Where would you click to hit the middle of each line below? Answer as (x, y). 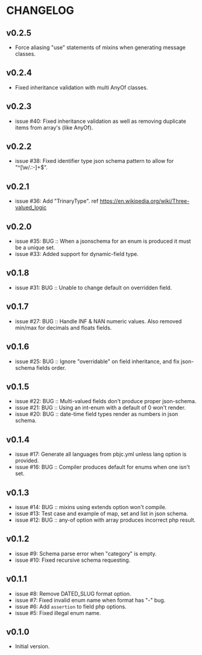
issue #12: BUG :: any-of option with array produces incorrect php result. (105, 520)
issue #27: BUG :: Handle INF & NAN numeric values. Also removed (98, 321)
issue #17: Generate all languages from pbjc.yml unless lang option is (101, 454)
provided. (27, 461)
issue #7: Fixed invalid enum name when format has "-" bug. (90, 600)
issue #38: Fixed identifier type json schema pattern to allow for (94, 161)
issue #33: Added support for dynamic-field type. (77, 254)
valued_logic (31, 208)
